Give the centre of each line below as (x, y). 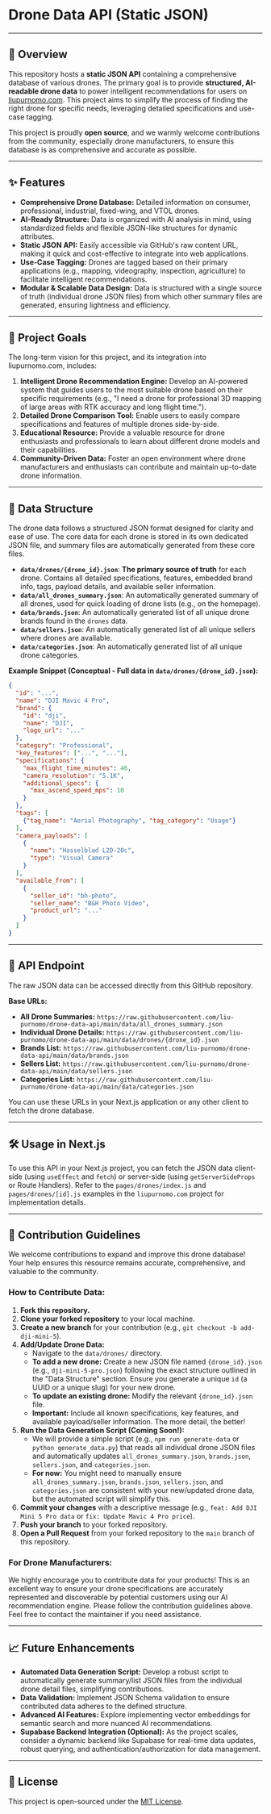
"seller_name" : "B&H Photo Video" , (90, 903)
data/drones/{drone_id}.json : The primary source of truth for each (133, 570)
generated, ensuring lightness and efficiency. (95, 305)
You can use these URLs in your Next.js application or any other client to (128, 1101)
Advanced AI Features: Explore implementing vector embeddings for (135, 1714)
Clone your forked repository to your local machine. (107, 1319)
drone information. (51, 476)
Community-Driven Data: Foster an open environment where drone (133, 458)
